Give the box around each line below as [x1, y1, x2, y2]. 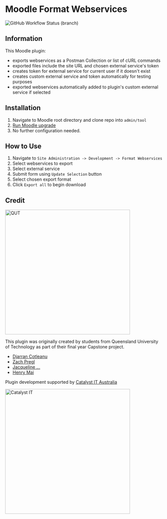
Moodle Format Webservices [5, 3, 128, 15]
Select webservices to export [12, 161, 73, 167]
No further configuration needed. [12, 127, 81, 133]
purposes [12, 78, 32, 84]
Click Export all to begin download [12, 182, 86, 188]
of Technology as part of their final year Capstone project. [5, 344, 125, 350]
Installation [5, 104, 41, 112]
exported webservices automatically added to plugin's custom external [12, 84, 159, 90]
